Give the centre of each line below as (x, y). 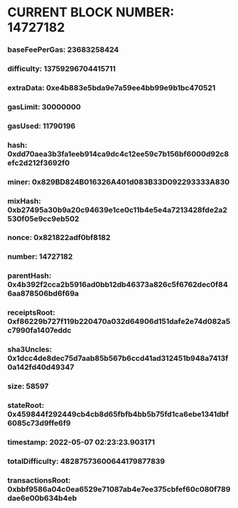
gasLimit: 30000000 (44, 107)
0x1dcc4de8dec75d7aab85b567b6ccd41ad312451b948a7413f (118, 358)
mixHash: (24, 201)
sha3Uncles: (29, 350)
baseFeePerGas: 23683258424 (63, 50)
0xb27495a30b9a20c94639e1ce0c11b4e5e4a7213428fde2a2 (117, 210)
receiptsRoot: (31, 313)
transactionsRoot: (39, 480)
